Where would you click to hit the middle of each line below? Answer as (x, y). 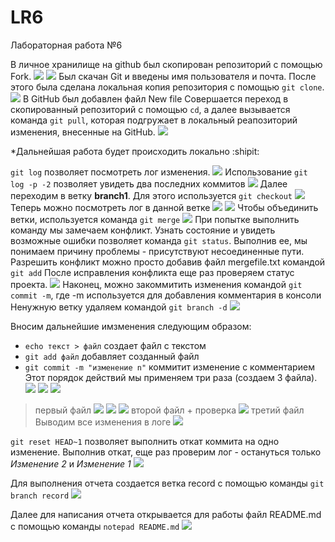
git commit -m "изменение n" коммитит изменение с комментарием (169, 367)
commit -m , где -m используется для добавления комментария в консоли (166, 295)
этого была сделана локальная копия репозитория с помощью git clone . (167, 87)
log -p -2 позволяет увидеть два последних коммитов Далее (149, 183)
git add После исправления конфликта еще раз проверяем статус (152, 272)
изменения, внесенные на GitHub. (83, 132)
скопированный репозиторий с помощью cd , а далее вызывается (150, 109)
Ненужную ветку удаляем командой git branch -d (119, 307)
